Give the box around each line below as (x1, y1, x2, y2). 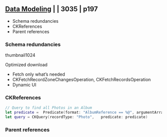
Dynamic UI (12, 82, 36, 88)
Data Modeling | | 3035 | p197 (5, 5, 98, 13)
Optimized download (5, 62, 48, 68)
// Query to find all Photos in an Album (5, 105, 92, 110)
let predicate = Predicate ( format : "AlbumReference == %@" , (5, 110, 135, 115)
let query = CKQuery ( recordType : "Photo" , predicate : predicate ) (5, 115, 148, 120)
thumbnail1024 (5, 52, 36, 58)
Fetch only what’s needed (12, 71, 66, 77)
